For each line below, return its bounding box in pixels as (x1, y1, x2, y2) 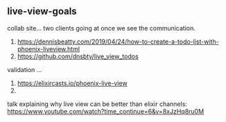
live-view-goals (7, 6, 78, 17)
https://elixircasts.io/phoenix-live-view (17, 79, 128, 87)
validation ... (7, 65, 42, 73)
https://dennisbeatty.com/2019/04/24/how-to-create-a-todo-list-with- (17, 37, 220, 46)
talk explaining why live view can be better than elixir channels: (7, 100, 187, 108)
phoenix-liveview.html (17, 44, 80, 53)
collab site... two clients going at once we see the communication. (7, 24, 196, 32)
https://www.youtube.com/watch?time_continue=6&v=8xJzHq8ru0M (7, 107, 205, 115)
